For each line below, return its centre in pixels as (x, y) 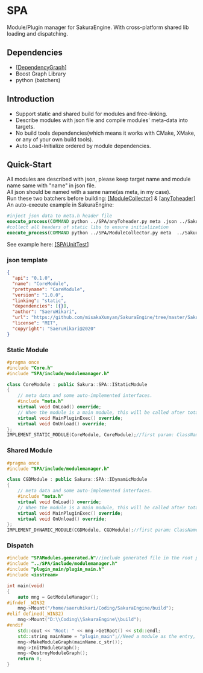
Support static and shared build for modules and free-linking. (91, 114)
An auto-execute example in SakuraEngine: (60, 205)
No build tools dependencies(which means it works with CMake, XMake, (105, 133)
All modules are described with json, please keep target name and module (99, 179)
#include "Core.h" (30, 368)
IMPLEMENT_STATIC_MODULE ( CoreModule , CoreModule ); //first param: (90, 435)
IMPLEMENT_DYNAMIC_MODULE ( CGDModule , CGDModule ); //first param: (89, 530)
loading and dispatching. (38, 33)
